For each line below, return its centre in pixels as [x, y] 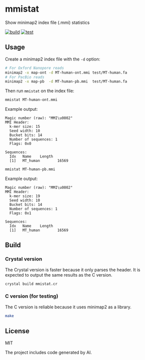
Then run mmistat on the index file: [40, 91]
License [17, 331]
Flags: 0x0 [20, 144]
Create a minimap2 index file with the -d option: [53, 59]
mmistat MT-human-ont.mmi [31, 100]
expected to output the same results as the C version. [59, 275]
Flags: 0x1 [20, 213]
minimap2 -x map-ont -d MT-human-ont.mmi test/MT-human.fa [66, 72]
